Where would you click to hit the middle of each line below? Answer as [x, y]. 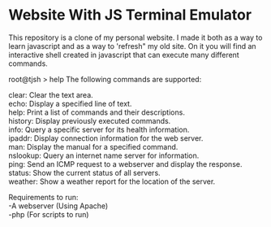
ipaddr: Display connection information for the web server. [106, 138]
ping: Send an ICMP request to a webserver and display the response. [125, 164]
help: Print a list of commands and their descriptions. [97, 112]
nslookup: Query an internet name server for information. [104, 155]
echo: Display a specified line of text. [70, 103]
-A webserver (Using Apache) [58, 206]
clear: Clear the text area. [51, 94]
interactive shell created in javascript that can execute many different [124, 55]
